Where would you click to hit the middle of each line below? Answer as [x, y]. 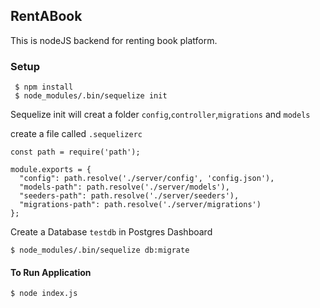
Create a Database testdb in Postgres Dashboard [111, 232]
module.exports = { [51, 170]
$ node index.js [44, 294]
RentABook [46, 16]
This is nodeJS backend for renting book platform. [114, 40]
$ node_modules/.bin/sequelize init [91, 96]
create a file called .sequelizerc [76, 134]
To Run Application [51, 272]
